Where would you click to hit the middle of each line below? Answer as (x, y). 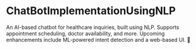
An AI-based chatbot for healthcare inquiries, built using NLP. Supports (93, 27)
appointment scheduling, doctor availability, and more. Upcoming (86, 33)
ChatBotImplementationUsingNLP (91, 11)
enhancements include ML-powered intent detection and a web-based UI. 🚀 (98, 40)
